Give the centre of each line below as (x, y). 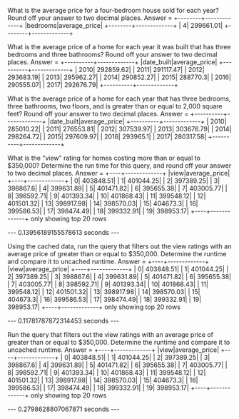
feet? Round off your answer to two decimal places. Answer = (98, 114)
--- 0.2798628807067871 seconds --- (63, 409)
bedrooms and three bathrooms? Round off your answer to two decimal (112, 54)
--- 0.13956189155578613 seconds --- (63, 232)
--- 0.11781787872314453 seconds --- (63, 321)
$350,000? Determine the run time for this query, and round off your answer (119, 166)
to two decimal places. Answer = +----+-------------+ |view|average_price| (119, 173)
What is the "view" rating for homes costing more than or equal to (104, 158)
